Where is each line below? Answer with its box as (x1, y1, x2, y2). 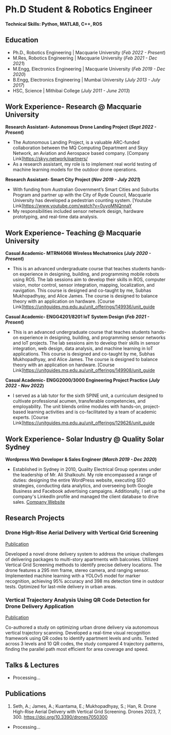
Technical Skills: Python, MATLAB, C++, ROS (5, 21, 103, 27)
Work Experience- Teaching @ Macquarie (5, 228, 141, 237)
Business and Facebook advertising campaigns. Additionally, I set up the (12, 488, 165, 494)
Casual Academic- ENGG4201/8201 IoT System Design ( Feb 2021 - (5, 314, 150, 320)
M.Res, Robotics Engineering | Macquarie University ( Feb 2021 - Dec (12, 55, 157, 61)
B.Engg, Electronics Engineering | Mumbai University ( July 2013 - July (12, 76, 161, 83)
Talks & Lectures (5, 661, 60, 670)
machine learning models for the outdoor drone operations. (12, 167, 138, 173)
